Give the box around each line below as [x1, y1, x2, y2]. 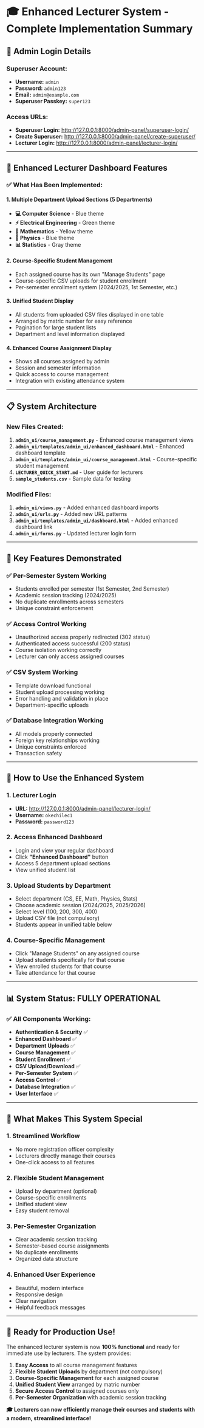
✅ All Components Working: [6, 1014, 91, 1023]
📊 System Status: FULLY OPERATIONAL [6, 993, 161, 1003]
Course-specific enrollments [15, 1194, 87, 1201]
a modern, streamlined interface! [6, 1414, 92, 1422]
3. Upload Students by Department [6, 881, 111, 890]
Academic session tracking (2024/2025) [15, 591, 117, 599]
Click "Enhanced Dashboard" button [15, 853, 109, 860]
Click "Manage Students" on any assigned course [15, 950, 140, 957]
